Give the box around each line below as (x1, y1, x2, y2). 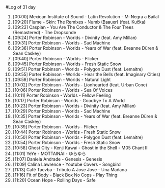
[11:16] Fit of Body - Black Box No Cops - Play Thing (12, 172, 117, 178)
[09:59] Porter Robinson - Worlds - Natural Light (12, 76, 111, 82)
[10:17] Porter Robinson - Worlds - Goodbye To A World (12, 98, 125, 103)
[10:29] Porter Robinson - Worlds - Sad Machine (12, 108, 110, 114)
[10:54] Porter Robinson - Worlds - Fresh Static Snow (12, 140, 121, 145)
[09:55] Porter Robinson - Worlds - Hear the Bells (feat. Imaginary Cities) (12, 72, 161, 77)
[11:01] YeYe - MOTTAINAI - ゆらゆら (12, 150, 86, 156)
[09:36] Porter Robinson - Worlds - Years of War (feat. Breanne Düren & (12, 45, 159, 51)
